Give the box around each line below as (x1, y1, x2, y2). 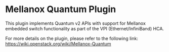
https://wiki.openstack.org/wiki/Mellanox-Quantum (5, 40, 111, 46)
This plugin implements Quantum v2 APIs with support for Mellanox (5, 20, 146, 26)
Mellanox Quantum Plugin (5, 4, 116, 15)
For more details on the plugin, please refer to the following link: (5, 35, 138, 41)
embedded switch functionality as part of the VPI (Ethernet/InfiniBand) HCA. (5, 25, 164, 31)
